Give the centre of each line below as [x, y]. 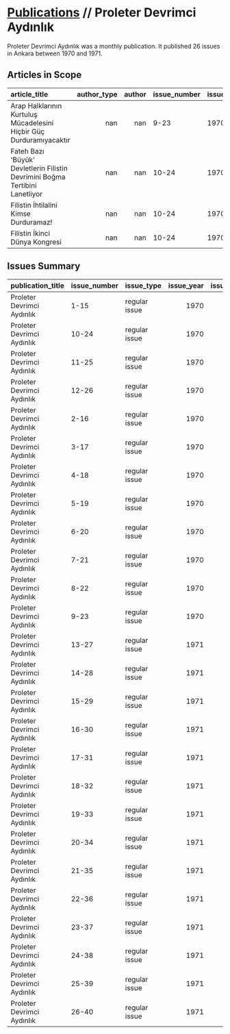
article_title [29, 94]
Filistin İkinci [30, 233]
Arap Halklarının [36, 105]
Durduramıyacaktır [40, 140]
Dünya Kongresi [36, 242]
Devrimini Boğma [38, 177]
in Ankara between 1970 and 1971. [55, 53]
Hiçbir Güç [28, 131]
